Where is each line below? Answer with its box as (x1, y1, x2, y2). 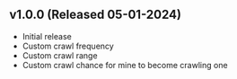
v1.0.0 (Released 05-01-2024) (9, 7, 182, 22)
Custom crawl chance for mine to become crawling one (22, 59, 228, 70)
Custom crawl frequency (22, 40, 114, 51)
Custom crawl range (22, 49, 98, 61)
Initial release (22, 31, 72, 41)
